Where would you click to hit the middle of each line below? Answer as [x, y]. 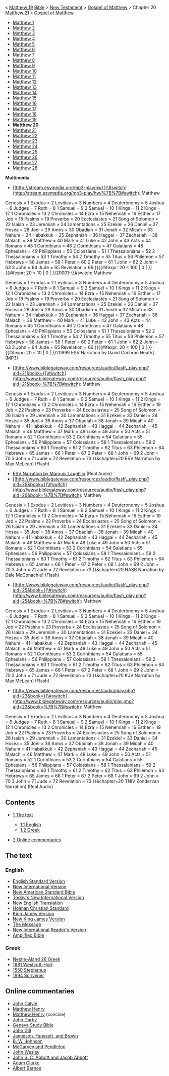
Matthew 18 [24, 114]
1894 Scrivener [28, 975]
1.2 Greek [30, 830]
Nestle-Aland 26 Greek [36, 959]
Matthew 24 [25, 146]
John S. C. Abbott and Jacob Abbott [50, 1057]
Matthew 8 [24, 60]
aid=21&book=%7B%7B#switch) [46, 384]
